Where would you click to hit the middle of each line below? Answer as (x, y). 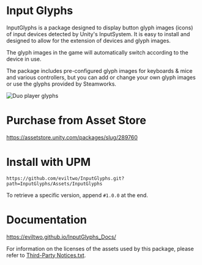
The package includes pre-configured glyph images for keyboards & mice (99, 70)
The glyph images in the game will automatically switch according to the (97, 52)
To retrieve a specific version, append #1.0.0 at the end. (77, 195)
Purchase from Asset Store (77, 121)
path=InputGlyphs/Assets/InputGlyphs (54, 184)
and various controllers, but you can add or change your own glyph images (101, 77)
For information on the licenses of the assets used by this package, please (100, 248)
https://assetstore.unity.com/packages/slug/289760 (72, 137)
